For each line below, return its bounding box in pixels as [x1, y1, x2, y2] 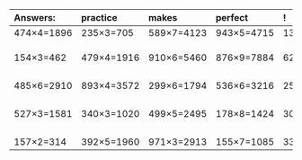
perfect [215, 12, 249, 23]
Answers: [13, 12, 56, 23]
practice [80, 12, 118, 23]
